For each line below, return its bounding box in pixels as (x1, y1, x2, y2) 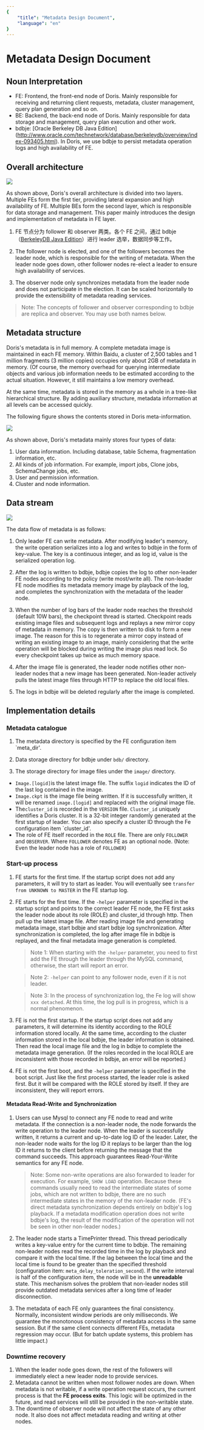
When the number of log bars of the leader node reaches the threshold (15, 606, 193, 613)
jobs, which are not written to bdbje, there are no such (30, 1190, 166, 1197)
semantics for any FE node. (15, 1159, 84, 1166)
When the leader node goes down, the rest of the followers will (15, 1366, 173, 1373)
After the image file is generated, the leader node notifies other (15, 663, 173, 671)
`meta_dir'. (15, 744, 41, 752)
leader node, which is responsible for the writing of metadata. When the (15, 254, 195, 262)
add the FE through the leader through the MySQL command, (30, 955, 184, 962)
